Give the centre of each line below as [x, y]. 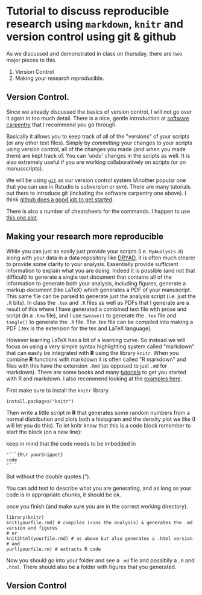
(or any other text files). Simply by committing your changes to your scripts [99, 143]
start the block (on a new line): [44, 432]
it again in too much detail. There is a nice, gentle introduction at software [98, 118]
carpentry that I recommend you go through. [62, 125]
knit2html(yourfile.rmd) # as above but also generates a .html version [99, 538]
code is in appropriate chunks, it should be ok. [64, 495]
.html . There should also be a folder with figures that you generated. [91, 567]
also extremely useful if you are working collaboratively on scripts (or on [96, 162]
